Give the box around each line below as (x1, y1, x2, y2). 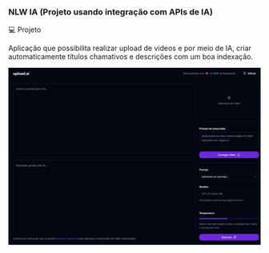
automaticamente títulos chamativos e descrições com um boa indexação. (8, 52, 254, 61)
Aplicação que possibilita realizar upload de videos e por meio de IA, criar (8, 43, 252, 53)
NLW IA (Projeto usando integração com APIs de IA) (8, 6, 214, 18)
